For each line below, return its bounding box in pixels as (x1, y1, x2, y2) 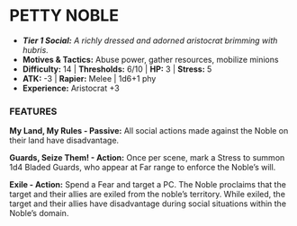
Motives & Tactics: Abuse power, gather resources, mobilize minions (22, 54, 279, 65)
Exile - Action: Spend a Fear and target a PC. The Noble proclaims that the (9, 179, 286, 190)
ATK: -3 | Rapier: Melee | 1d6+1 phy (22, 73, 157, 83)
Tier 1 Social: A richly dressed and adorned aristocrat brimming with (22, 35, 278, 46)
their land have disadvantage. (9, 135, 120, 146)
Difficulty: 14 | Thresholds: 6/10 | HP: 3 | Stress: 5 (22, 64, 212, 74)
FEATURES (9, 105, 58, 117)
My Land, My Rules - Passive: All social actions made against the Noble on (9, 126, 289, 136)
